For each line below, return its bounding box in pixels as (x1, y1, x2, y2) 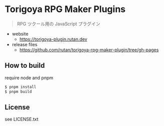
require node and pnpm (5, 74, 54, 81)
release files (12, 41, 38, 47)
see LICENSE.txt (5, 116, 39, 122)
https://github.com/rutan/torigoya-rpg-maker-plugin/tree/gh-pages (19, 47, 159, 53)
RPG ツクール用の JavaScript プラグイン (17, 21, 101, 27)
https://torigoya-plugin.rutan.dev (19, 36, 87, 42)
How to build (5, 61, 45, 70)
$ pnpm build (5, 89, 32, 94)
